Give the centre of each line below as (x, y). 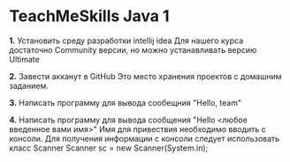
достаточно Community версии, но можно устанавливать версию (133, 49)
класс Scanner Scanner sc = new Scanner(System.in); (109, 148)
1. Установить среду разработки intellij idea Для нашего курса (126, 40)
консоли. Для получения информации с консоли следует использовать (145, 138)
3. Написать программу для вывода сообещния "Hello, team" (125, 102)
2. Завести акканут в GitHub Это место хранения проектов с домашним (145, 76)
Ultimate (24, 59)
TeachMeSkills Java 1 (89, 16)
